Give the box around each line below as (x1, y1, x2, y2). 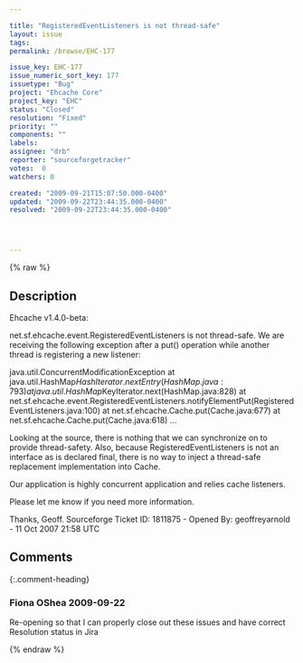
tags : (9, 38, 30, 47)
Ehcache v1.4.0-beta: (9, 312, 89, 322)
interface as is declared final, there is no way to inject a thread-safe (9, 451, 261, 462)
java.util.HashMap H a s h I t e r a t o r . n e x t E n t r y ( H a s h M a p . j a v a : (9, 376, 224, 387)
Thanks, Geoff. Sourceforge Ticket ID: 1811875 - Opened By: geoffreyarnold (9, 514, 291, 524)
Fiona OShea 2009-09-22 (9, 596, 126, 609)
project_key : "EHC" (9, 96, 83, 105)
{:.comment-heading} (9, 573, 90, 584)
